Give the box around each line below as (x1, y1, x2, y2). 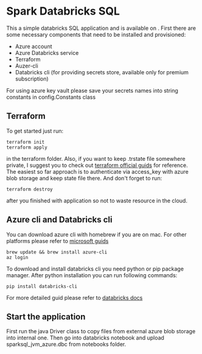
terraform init (6, 139, 45, 145)
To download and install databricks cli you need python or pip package (6, 265, 184, 272)
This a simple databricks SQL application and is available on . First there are (6, 24, 197, 32)
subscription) (15, 75, 49, 82)
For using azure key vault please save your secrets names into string (6, 87, 178, 94)
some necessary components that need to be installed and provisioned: (6, 30, 186, 38)
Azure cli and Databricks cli (6, 214, 113, 225)
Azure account (15, 43, 52, 50)
